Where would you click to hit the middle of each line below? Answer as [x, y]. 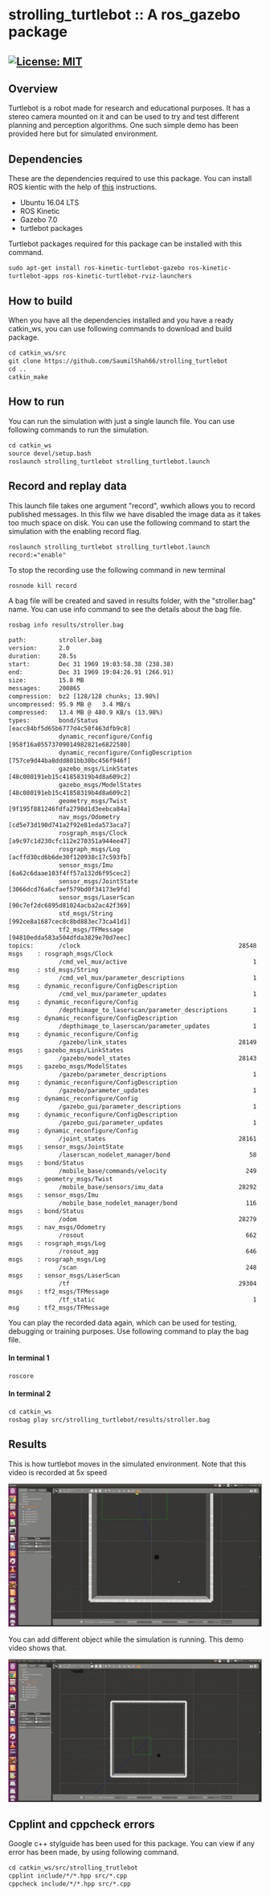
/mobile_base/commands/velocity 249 [158, 1171]
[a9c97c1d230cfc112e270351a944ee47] [70, 841]
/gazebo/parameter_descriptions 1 [158, 1074]
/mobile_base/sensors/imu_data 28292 [158, 1187]
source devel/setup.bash [50, 453]
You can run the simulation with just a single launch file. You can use [122, 421]
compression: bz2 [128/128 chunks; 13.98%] [84, 696]
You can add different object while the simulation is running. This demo [126, 1639]
